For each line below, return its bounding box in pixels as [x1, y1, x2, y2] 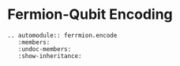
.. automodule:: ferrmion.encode [7, 31, 118, 39]
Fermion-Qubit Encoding [7, 5, 173, 24]
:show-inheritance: [17, 52, 82, 60]
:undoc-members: [17, 45, 72, 53]
